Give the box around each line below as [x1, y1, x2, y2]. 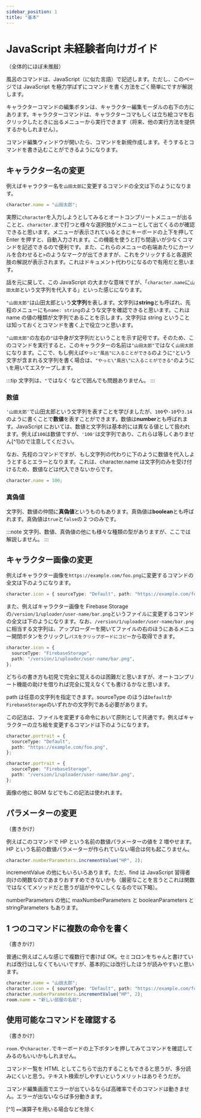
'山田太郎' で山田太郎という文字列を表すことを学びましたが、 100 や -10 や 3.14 [6, 408, 193, 415]
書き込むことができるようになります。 [26, 146, 121, 153]
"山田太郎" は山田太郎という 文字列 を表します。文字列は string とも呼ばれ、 [6, 299, 185, 306]
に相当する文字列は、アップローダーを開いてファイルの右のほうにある [6, 625, 179, 632]
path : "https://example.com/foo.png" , [11, 744, 109, 750]
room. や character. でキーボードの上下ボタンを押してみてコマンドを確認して [6, 1044, 193, 1052]
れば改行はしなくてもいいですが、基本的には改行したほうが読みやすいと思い [6, 960, 194, 968]
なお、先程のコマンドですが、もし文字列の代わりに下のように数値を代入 [6, 451, 184, 458]
